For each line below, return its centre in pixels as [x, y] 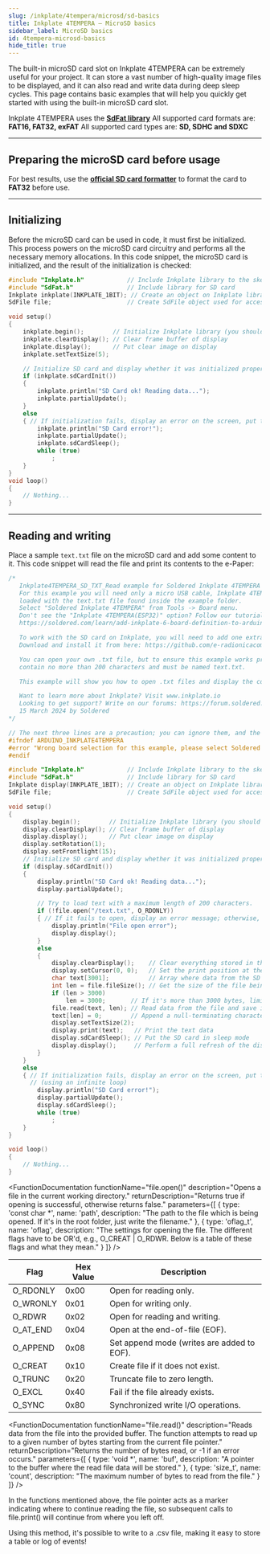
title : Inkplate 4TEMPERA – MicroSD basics [82, 23]
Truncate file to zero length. [162, 1379]
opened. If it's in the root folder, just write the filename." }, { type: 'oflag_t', [131, 1221]
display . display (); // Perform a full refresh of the [150, 1045]
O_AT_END [33, 1329]
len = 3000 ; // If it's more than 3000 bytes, [156, 1000]
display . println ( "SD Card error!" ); [98, 1090]
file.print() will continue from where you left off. [86, 1517]
